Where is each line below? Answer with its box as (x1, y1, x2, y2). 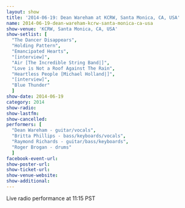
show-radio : (6, 104, 36, 111)
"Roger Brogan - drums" (12, 144, 72, 150)
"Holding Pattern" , (12, 43, 61, 49)
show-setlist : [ (6, 32, 47, 38)
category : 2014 (6, 99, 45, 105)
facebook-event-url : (6, 155, 59, 161)
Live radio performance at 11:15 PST (6, 195, 96, 202)
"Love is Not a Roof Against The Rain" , (12, 65, 115, 72)
